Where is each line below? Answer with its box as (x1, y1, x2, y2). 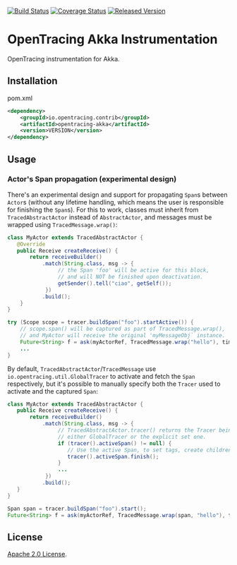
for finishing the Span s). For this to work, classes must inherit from (7, 205, 199, 214)
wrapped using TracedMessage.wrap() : (7, 220, 118, 229)
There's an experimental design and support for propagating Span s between (7, 190, 228, 199)
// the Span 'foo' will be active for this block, (57, 267, 210, 274)
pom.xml (7, 94, 33, 102)
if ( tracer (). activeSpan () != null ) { (57, 439, 172, 447)
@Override (16, 241, 46, 248)
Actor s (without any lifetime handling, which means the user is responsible (7, 198, 224, 206)
